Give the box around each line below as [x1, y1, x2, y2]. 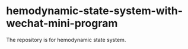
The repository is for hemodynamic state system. [6, 36, 126, 43]
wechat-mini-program [6, 17, 118, 30]
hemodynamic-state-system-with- [6, 4, 183, 18]
